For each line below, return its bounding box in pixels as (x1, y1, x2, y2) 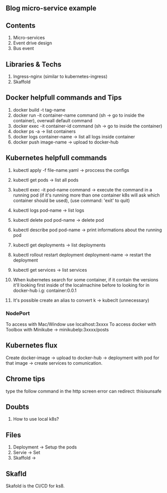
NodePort (6, 310, 30, 317)
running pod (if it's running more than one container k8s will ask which (13, 192, 160, 198)
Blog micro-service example (6, 4, 96, 13)
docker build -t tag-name (13, 107, 66, 113)
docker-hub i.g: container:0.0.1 (13, 287, 77, 293)
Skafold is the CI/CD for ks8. (6, 483, 65, 489)
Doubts (6, 403, 29, 411)
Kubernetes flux (6, 341, 58, 350)
